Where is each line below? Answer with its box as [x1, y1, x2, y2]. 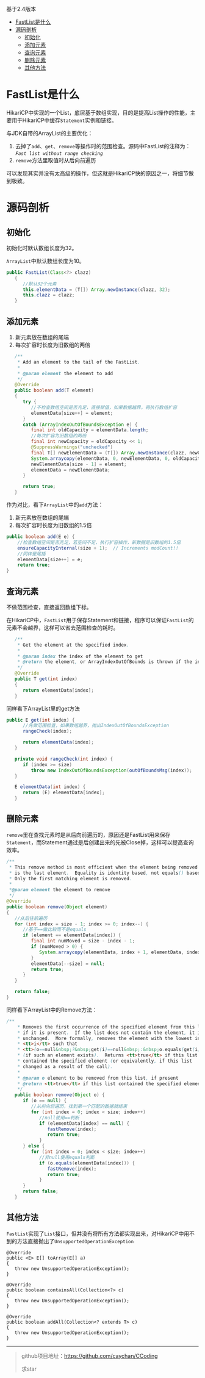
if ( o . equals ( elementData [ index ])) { [38, 1160, 135, 1166]
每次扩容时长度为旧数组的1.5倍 [15, 522, 92, 529]
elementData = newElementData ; [31, 467, 111, 473]
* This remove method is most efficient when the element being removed [9, 864, 198, 870]
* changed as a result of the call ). [17, 1063, 113, 1069]
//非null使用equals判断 [38, 1154, 95, 1160]
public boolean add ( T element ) [14, 387, 95, 393]
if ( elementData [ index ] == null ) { [38, 1120, 130, 1127]
